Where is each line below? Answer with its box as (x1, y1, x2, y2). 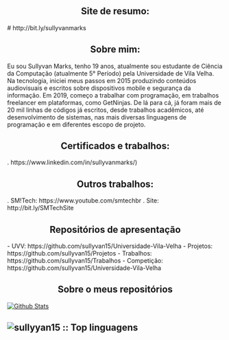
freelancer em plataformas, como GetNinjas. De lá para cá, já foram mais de (7, 98, 221, 106)
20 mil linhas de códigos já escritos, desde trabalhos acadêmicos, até (7, 106, 204, 114)
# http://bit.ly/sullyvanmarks (7, 23, 87, 32)
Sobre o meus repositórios (57, 284, 173, 295)
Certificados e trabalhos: (60, 140, 170, 152)
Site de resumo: (81, 5, 149, 17)
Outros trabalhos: (76, 178, 154, 190)
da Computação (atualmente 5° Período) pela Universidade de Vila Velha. (7, 69, 215, 78)
